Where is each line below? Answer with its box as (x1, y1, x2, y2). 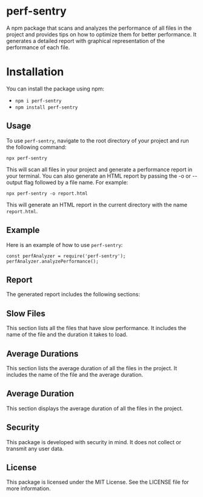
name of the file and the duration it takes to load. (6, 331, 128, 338)
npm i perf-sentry (15, 98, 62, 104)
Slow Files (6, 308, 45, 319)
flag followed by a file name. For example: (24, 178, 128, 186)
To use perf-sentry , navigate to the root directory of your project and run (6, 137, 189, 144)
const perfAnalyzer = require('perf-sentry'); (6, 253, 126, 259)
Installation (6, 65, 64, 79)
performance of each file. (6, 44, 70, 51)
